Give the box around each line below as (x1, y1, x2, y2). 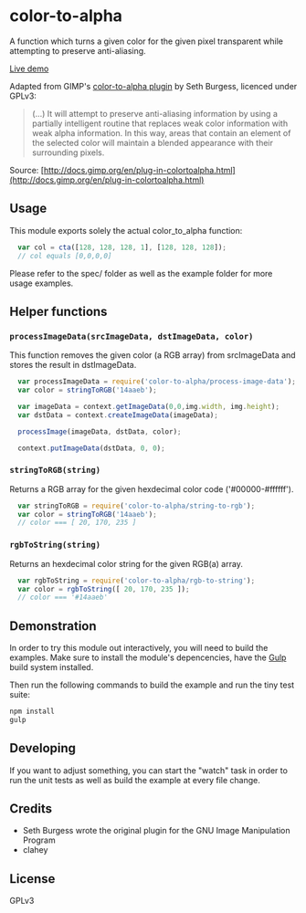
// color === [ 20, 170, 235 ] (17, 518, 137, 528)
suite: (9, 689, 30, 700)
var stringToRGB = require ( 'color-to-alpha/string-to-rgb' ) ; (17, 501, 256, 510)
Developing (9, 740, 76, 756)
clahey (22, 845, 48, 855)
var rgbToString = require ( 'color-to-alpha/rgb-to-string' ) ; (17, 576, 256, 585)
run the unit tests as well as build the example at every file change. (9, 774, 260, 785)
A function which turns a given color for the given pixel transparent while (9, 36, 283, 47)
